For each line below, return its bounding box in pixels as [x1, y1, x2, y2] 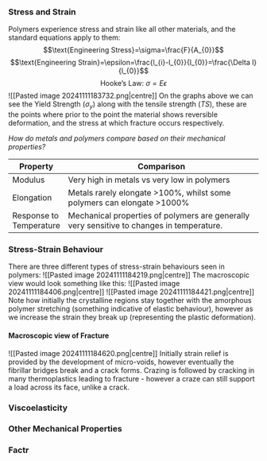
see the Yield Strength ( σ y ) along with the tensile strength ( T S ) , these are [8, 99, 247, 111]
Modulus [12, 174, 45, 185]
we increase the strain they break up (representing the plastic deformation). [8, 312, 257, 322]
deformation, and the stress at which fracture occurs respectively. [8, 118, 225, 128]
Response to [12, 210, 60, 221]
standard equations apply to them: [8, 33, 121, 42]
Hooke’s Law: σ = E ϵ [100, 79, 167, 88]
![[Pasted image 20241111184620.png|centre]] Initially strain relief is [8, 348, 229, 358]
